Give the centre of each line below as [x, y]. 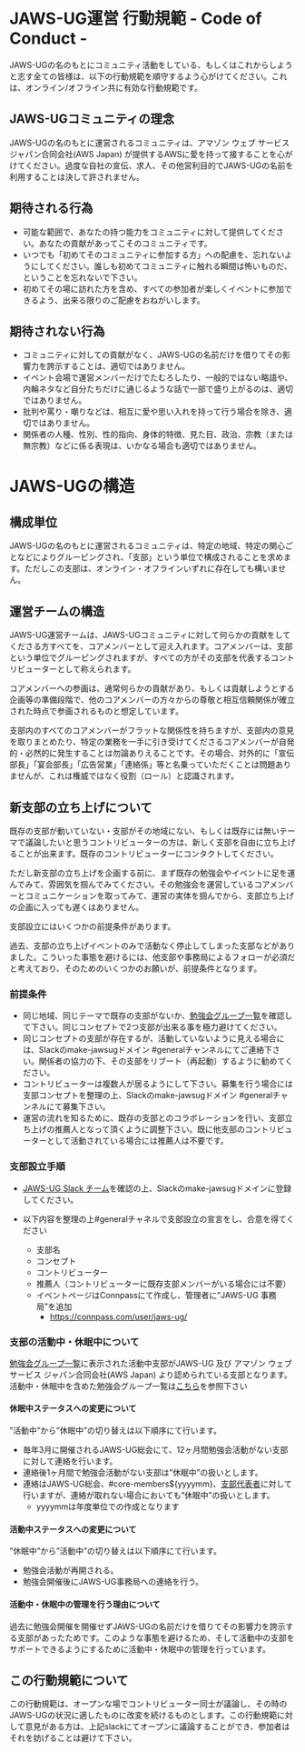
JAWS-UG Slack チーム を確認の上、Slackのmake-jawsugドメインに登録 [157, 1188]
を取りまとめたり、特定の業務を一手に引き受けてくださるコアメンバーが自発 [152, 742]
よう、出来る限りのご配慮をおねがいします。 [122, 300]
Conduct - [49, 39]
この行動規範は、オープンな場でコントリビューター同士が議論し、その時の [148, 1704]
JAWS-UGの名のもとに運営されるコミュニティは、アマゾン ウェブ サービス [150, 143]
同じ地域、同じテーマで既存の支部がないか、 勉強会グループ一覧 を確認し [157, 1016]
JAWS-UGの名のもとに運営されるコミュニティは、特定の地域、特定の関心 [148, 546]
